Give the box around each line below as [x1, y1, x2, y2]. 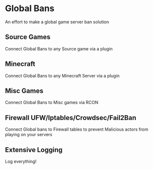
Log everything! [5, 158, 37, 164]
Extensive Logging [5, 146, 63, 154]
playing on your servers [5, 132, 52, 138]
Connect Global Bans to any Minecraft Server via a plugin [5, 73, 120, 78]
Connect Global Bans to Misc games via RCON [5, 100, 99, 106]
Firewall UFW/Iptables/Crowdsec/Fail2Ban [5, 113, 136, 122]
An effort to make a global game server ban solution [5, 19, 109, 25]
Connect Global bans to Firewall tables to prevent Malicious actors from [5, 126, 149, 132]
